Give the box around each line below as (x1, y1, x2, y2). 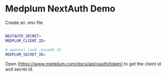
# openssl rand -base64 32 (5, 47, 61, 52)
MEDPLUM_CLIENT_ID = (5, 38, 46, 43)
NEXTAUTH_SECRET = (5, 33, 41, 38)
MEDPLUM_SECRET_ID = (5, 52, 46, 57)
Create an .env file (5, 19, 43, 25)
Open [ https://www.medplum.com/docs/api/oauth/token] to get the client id (5, 61, 161, 67)
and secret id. (5, 66, 33, 72)
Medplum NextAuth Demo (5, 3, 115, 14)
